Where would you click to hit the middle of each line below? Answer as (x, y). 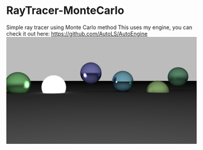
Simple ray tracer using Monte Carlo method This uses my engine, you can (99, 27)
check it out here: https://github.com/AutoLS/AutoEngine (77, 33)
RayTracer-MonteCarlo (65, 11)
